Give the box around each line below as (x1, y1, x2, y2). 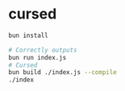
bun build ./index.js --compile (8, 68, 117, 77)
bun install (8, 31, 48, 39)
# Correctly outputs (8, 46, 78, 54)
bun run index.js (8, 53, 67, 61)
